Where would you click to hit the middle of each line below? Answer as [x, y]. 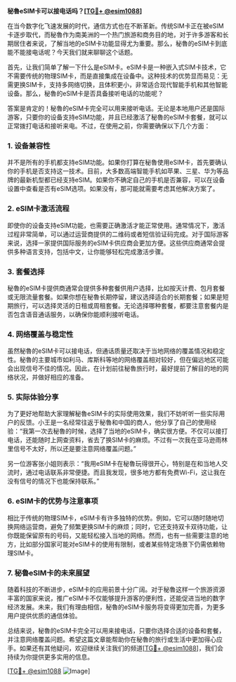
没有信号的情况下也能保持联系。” [53, 481]
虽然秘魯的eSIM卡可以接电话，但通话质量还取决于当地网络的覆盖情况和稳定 [116, 351]
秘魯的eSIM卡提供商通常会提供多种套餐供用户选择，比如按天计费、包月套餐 [116, 288]
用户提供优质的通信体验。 [44, 616]
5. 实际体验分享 [33, 397]
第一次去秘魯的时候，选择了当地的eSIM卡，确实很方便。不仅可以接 [125, 432]
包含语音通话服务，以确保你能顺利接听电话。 [78, 314]
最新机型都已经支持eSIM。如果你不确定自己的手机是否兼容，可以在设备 [122, 180]
